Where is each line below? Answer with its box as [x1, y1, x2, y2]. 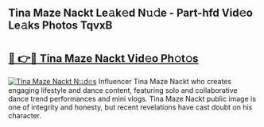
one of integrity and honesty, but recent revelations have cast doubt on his [8, 102, 253, 112]
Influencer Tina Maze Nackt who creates [98, 77, 232, 86]
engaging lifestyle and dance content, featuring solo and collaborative [8, 86, 238, 94]
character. [8, 111, 42, 120]
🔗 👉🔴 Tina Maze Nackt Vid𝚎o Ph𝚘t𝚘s [8, 52, 199, 65]
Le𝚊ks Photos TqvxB [8, 19, 113, 33]
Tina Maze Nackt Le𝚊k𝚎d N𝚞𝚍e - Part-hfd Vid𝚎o [8, 6, 253, 20]
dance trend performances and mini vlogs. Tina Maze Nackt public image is [8, 94, 257, 103]
